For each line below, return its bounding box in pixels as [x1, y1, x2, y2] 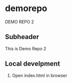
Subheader [5, 33, 40, 41]
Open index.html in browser [12, 72, 68, 78]
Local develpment [5, 60, 60, 68]
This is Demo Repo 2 [5, 45, 47, 51]
